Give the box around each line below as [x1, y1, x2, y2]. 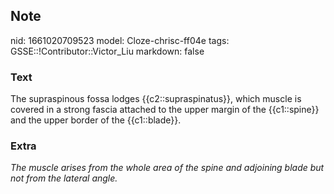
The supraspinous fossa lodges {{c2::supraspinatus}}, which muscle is [10, 93, 302, 105]
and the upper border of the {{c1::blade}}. [10, 114, 182, 126]
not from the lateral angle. [10, 172, 118, 184]
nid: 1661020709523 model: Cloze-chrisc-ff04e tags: [10, 34, 230, 46]
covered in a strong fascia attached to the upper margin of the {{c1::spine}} [10, 104, 320, 116]
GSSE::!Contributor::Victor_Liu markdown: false [10, 45, 205, 57]
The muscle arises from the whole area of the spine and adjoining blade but [10, 162, 325, 174]
